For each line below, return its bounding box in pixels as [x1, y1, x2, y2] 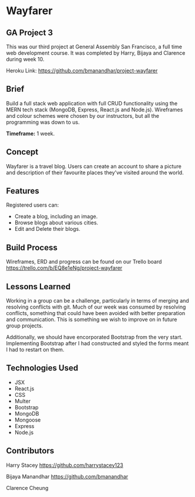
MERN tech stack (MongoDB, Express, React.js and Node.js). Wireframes [6, 106, 183, 113]
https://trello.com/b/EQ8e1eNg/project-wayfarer [6, 264, 123, 271]
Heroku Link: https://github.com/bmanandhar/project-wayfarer [6, 67, 158, 74]
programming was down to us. [6, 118, 80, 125]
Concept [6, 147, 39, 157]
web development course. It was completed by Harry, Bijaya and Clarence [6, 49, 186, 57]
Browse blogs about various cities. [14, 219, 99, 226]
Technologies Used [6, 363, 78, 373]
